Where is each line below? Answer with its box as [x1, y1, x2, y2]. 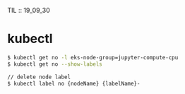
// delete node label [7, 74, 71, 81]
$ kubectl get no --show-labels [7, 60, 102, 68]
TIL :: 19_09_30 [7, 6, 51, 14]
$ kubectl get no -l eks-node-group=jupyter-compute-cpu [7, 54, 179, 61]
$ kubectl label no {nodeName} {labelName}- [7, 80, 141, 87]
